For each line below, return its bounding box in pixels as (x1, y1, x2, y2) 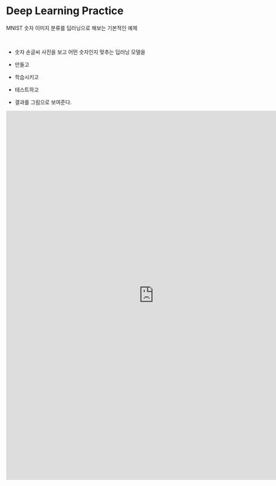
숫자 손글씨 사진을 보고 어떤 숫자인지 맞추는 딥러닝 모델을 (14, 48, 146, 56)
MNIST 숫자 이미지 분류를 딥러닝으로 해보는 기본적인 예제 (6, 24, 137, 31)
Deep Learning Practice (6, 4, 124, 18)
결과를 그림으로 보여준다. (14, 99, 72, 106)
